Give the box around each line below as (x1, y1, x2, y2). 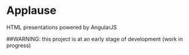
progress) (6, 42, 31, 49)
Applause (6, 4, 56, 18)
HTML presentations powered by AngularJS (6, 24, 117, 31)
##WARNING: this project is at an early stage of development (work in (6, 35, 183, 42)
